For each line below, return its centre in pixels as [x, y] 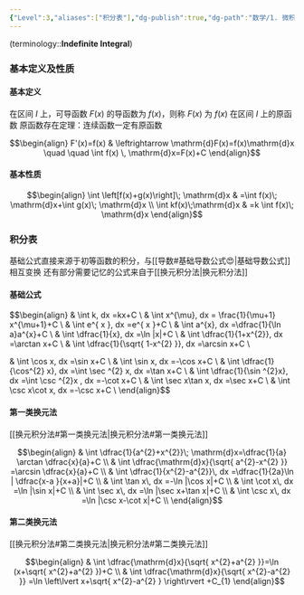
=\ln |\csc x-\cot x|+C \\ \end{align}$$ [152, 500]
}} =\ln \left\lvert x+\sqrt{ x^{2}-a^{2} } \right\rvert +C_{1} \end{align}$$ [152, 581]
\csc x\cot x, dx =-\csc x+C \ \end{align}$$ [90, 391]
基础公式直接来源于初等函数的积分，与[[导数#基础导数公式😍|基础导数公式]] [150, 261]
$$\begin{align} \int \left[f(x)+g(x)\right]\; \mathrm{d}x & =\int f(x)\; [152, 194]
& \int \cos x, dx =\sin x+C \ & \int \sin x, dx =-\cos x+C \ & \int [124, 362]
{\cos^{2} [27, 371]
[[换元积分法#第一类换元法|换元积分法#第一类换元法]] [109, 434]
